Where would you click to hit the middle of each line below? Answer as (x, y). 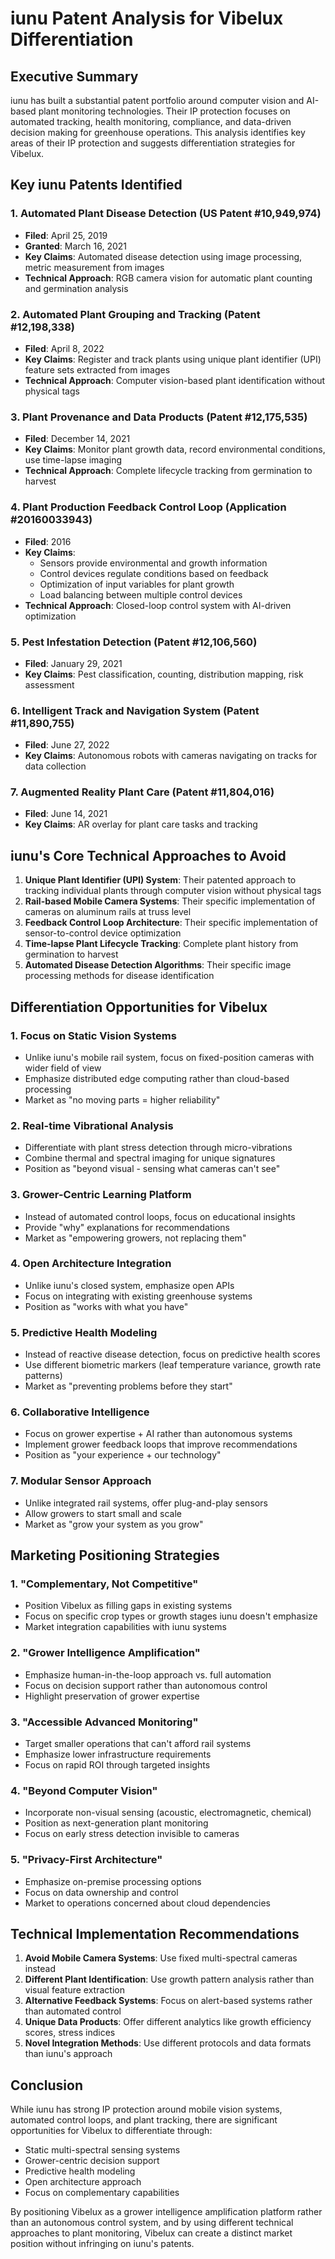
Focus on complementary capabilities (102, 2193)
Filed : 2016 (48, 541)
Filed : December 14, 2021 (77, 439)
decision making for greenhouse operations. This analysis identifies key (158, 132)
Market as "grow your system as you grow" (114, 1524)
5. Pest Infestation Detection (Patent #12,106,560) (134, 642)
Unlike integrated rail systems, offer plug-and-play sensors (146, 1503)
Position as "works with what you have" (106, 1306)
